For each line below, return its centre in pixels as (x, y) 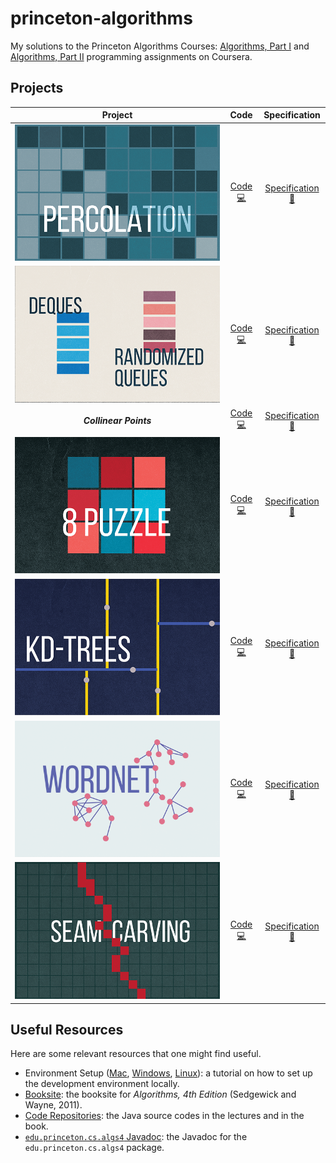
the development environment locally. (102, 1084)
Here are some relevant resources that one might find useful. (136, 1054)
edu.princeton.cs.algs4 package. (94, 1148)
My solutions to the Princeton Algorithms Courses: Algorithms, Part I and (160, 46)
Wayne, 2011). (53, 1105)
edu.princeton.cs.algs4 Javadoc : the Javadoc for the (136, 1137)
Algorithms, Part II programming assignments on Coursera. (131, 56)
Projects (37, 88)
